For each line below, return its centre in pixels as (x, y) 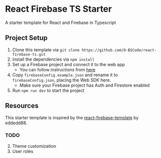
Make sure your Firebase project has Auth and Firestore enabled (84, 85)
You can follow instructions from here (57, 69)
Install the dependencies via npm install (53, 59)
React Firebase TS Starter (58, 9)
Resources (22, 106)
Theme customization (34, 146)
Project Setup (27, 38)
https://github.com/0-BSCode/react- (119, 50)
